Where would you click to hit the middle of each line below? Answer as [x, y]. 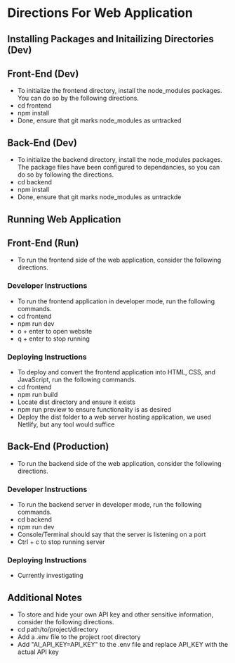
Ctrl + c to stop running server [61, 542]
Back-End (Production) [58, 447]
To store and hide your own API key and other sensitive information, [115, 614]
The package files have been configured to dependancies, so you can [119, 168]
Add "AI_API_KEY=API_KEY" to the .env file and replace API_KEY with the [123, 645]
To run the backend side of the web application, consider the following [119, 463]
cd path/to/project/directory [58, 630]
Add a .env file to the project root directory [79, 637]
